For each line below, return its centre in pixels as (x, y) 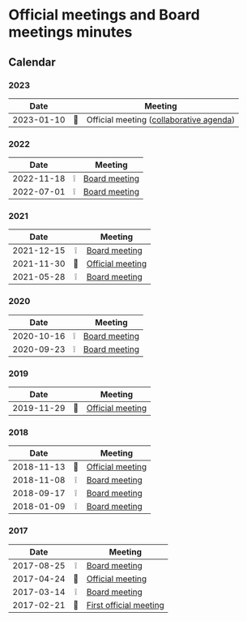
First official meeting (125, 605)
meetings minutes (70, 32)
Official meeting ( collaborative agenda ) (161, 119)
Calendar (32, 62)
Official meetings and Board (104, 15)
